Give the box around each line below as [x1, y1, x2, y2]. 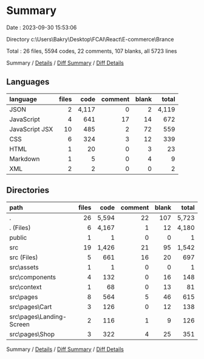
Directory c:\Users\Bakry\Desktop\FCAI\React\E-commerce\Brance [6, 35, 174, 43]
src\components [9, 273, 56, 281]
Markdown [9, 155, 40, 163]
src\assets [9, 263, 39, 271]
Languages [6, 77, 50, 87]
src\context [9, 282, 42, 291]
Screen [9, 320, 30, 329]
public [9, 233, 27, 242]
